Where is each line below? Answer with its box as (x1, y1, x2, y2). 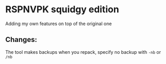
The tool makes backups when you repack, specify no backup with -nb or (5, 49, 161, 55)
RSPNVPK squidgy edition (5, 4, 119, 15)
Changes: (5, 35, 38, 44)
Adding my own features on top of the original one (5, 20, 112, 27)
